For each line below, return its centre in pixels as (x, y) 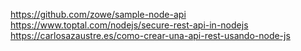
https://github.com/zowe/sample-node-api (98, 14)
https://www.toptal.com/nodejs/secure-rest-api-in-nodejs (129, 25)
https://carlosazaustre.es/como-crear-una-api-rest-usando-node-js (150, 35)
